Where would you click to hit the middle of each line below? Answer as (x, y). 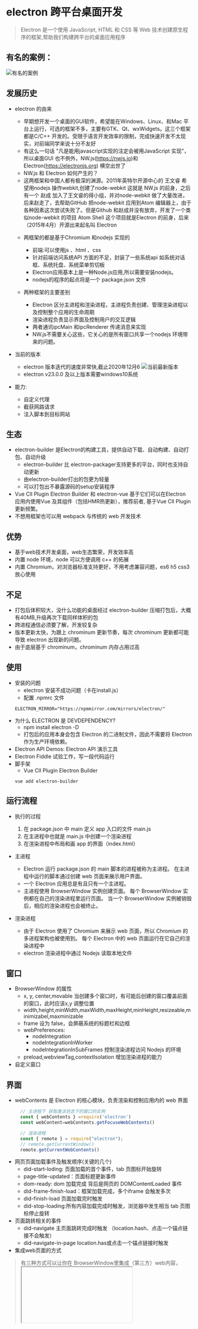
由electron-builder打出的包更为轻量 (66, 479)
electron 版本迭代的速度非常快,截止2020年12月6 (82, 367)
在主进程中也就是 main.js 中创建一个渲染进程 (77, 836)
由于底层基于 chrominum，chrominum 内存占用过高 (77, 647)
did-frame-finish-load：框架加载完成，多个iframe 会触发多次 (97, 1191)
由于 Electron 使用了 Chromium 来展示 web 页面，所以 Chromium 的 (106, 931)
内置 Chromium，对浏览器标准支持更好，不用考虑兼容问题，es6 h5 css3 (102, 567)
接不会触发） (39, 1236)
